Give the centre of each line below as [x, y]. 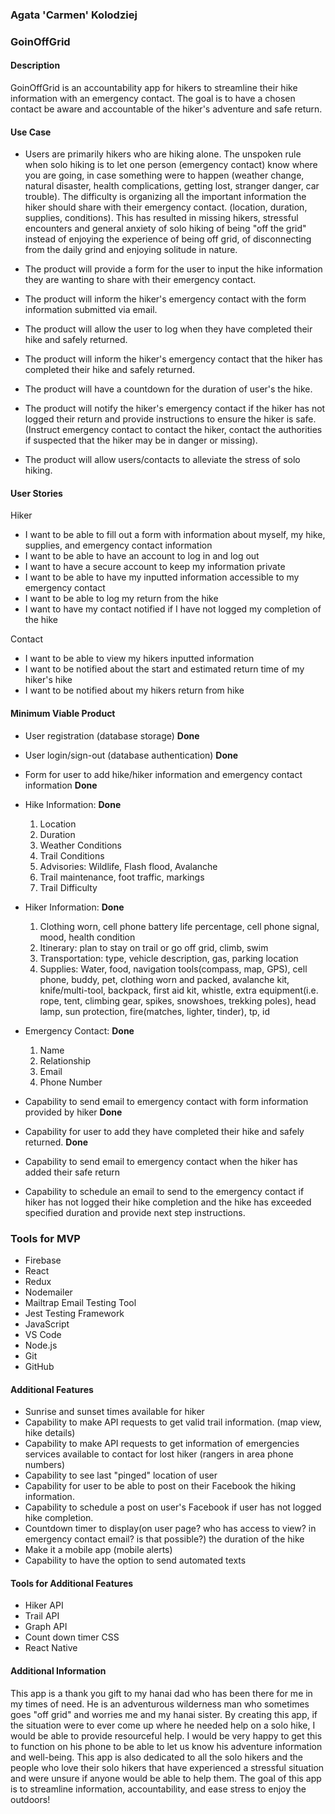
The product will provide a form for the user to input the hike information [173, 269]
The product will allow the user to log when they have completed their [168, 329]
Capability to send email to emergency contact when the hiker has [161, 1161]
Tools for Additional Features [72, 1583]
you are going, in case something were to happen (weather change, [164, 175]
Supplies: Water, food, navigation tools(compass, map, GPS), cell [173, 969]
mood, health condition [87, 937]
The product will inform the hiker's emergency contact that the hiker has [173, 359]
